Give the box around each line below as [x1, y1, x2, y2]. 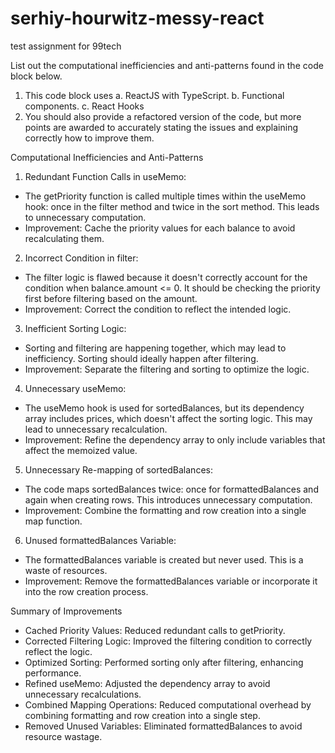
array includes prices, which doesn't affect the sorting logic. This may [24, 412, 313, 424]
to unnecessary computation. [24, 211, 147, 223]
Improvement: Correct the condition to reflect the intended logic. [24, 303, 292, 315]
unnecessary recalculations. [24, 688, 142, 700]
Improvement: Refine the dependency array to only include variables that [24, 433, 326, 446]
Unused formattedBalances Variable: [24, 534, 177, 546]
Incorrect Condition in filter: [24, 252, 139, 264]
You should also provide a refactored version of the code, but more [24, 110, 302, 122]
